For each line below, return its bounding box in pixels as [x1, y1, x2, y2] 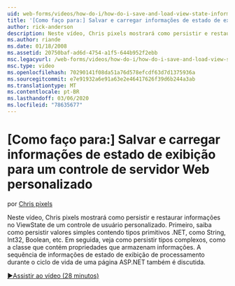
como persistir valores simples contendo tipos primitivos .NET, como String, [7, 228, 226, 236]
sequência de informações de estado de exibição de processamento [7, 250, 205, 259]
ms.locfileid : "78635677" [7, 102, 83, 109]
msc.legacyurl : [7, 56, 52, 63]
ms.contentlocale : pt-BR [7, 88, 80, 95]
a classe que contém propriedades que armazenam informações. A [7, 243, 201, 251]
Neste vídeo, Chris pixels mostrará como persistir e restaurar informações [7, 213, 221, 222]
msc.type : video [7, 62, 55, 69]
